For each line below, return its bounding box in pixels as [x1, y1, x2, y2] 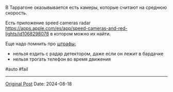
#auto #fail [5, 66, 28, 72]
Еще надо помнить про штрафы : [5, 41, 76, 47]
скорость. [5, 10, 27, 16]
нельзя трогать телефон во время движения [12, 56, 111, 62]
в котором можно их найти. [50, 31, 111, 36]
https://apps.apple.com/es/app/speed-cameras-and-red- [5, 25, 128, 31]
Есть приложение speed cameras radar [5, 20, 91, 26]
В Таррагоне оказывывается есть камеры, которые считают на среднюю [5, 5, 167, 10]
